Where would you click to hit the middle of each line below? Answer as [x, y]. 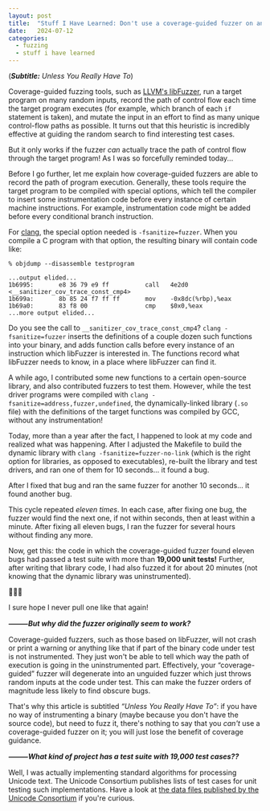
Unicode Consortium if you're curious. [72, 798]
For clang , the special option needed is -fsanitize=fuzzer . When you [123, 232]
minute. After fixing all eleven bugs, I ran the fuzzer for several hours [122, 526]
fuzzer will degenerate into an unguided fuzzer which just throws [143, 674]
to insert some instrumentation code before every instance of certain [123, 199]
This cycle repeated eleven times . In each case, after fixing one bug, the [128, 509]
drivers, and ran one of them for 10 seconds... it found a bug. [109, 470]
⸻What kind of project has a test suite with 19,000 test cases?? [124, 756]
